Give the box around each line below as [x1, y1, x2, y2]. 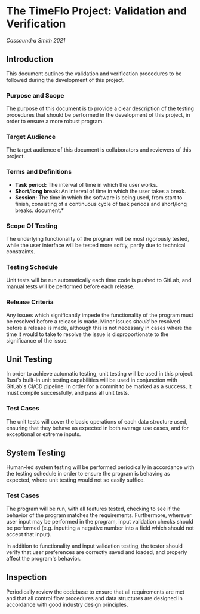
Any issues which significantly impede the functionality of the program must [6, 311, 194, 319]
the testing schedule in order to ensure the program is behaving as [6, 470, 170, 477]
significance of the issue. [6, 337, 69, 344]
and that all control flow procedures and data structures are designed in [6, 594, 183, 601]
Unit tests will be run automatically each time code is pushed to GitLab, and [6, 277, 192, 284]
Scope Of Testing [6, 222, 58, 230]
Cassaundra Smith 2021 [6, 37, 66, 44]
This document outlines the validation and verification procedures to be [6, 70, 182, 77]
